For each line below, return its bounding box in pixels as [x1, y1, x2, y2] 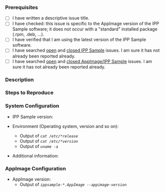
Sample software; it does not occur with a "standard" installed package [12, 26, 158, 32]
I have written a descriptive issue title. [12, 15, 90, 21]
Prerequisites [5, 4, 38, 11]
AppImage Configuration [5, 165, 66, 172]
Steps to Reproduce [5, 89, 54, 96]
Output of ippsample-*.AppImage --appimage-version [19, 182, 127, 188]
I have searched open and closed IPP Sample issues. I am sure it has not [12, 47, 160, 53]
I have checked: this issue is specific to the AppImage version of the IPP [12, 21, 160, 27]
